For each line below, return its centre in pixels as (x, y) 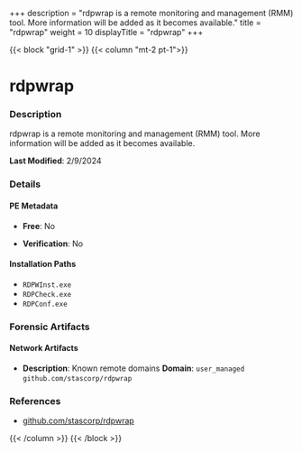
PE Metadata (34, 206)
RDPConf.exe (45, 304)
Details (25, 184)
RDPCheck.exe (47, 294)
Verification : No (53, 244)
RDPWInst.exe (47, 285)
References (35, 401)
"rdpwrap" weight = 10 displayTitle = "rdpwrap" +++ (106, 32)
